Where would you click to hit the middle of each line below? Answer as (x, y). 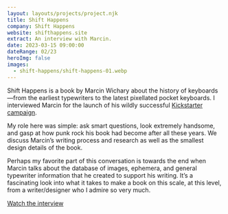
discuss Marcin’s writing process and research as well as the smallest (105, 140)
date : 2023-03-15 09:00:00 (46, 45)
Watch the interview (35, 203)
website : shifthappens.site (47, 33)
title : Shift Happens (38, 20)
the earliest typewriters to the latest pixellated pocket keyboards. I (121, 97)
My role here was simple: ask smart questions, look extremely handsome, (111, 126)
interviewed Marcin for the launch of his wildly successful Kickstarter (105, 105)
